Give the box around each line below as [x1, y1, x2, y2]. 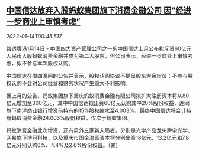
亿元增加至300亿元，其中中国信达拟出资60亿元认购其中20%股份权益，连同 [6, 99, 190, 106]
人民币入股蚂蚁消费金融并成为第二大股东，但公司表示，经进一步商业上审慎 [6, 52, 188, 59]
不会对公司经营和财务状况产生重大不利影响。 [21, 79, 131, 87]
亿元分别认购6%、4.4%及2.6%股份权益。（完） [6, 141, 121, 149]
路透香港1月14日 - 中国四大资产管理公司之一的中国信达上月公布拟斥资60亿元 [6, 45, 192, 52]
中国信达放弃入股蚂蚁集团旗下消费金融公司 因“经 [6, 5, 184, 16]
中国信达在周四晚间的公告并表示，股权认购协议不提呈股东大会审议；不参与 [6, 72, 188, 79]
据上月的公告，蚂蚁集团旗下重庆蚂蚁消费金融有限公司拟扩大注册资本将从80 [6, 92, 190, 99]
